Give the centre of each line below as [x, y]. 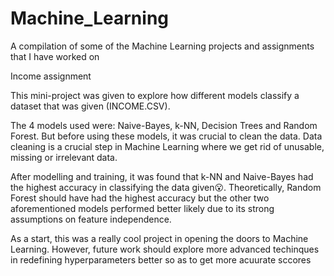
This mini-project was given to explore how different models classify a [155, 95]
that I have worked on [55, 56]
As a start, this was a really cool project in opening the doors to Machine [159, 238]
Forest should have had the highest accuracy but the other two [140, 198]
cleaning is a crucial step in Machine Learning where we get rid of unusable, [167, 146]
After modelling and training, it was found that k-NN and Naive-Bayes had [162, 176]
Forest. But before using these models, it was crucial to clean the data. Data [166, 136]
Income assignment [51, 76]
